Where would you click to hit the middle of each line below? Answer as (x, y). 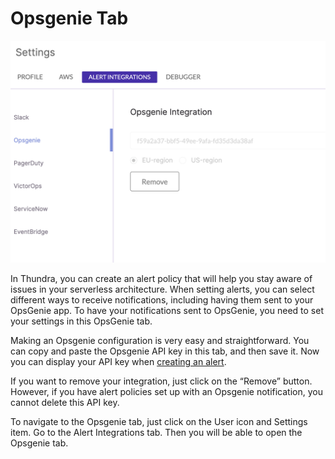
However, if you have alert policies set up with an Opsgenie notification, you (166, 392)
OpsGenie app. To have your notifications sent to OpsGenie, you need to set (167, 311)
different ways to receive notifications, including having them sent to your (162, 300)
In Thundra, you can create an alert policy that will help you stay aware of (161, 279)
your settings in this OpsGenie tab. (81, 321)
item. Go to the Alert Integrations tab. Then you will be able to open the (156, 433)
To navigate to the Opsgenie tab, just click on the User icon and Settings (159, 422)
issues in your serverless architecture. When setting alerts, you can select (162, 289)
